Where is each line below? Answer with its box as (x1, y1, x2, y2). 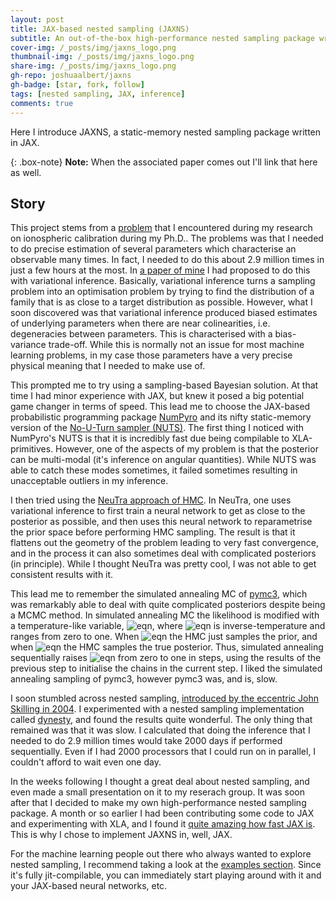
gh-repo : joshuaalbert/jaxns (10, 71, 132, 81)
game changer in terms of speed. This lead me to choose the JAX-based (10, 401, 311, 413)
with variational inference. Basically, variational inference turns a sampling (10, 275, 316, 287)
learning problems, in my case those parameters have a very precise (10, 349, 293, 361)
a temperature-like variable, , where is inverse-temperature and (10, 620, 326, 632)
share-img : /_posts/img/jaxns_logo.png (10, 61, 177, 71)
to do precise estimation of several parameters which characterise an (10, 243, 297, 255)
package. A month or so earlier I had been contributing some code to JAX (10, 807, 315, 820)
